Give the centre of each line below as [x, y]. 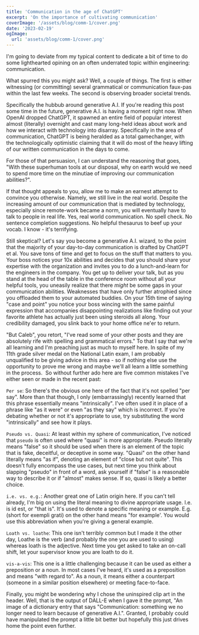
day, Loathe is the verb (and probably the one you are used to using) [90, 539]
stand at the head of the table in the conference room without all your [91, 279]
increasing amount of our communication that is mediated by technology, [96, 204]
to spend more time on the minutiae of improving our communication [90, 173]
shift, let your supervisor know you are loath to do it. [70, 552]
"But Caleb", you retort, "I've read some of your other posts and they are [95, 335]
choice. [15, 484]
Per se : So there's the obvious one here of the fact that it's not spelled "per [98, 391]
